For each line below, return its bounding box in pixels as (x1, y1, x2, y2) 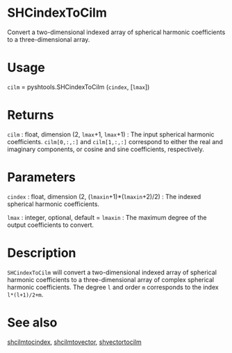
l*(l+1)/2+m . (7, 290, 44, 299)
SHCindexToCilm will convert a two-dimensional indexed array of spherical (7, 268, 217, 276)
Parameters (7, 169, 76, 185)
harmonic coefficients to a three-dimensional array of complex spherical (7, 275, 214, 283)
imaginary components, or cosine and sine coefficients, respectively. (7, 145, 205, 153)
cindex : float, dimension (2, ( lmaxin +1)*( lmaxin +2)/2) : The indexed (7, 192, 201, 201)
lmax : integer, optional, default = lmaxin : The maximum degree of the (7, 213, 207, 221)
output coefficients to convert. (7, 221, 94, 229)
